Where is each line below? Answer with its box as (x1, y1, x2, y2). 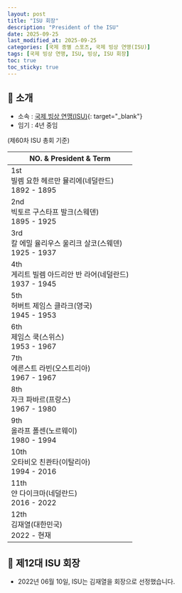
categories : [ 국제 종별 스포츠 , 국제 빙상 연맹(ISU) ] (7, 44, 151, 51)
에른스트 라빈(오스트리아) (11, 364, 91, 374)
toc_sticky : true (7, 64, 59, 71)
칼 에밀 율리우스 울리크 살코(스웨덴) (11, 239, 123, 249)
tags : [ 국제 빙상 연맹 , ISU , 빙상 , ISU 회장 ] (7, 51, 130, 58)
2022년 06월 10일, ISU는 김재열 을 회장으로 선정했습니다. (17, 577, 176, 586)
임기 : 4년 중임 (17, 121, 58, 129)
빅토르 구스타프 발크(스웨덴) (11, 207, 100, 217)
